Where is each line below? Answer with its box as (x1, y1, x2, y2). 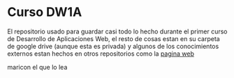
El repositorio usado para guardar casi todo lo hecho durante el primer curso (7, 27, 228, 36)
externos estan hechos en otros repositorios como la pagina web (7, 49, 194, 58)
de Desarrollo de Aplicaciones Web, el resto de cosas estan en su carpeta (7, 34, 220, 42)
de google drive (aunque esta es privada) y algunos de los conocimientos (7, 42, 219, 50)
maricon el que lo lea (7, 63, 68, 71)
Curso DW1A (7, 4, 82, 20)
